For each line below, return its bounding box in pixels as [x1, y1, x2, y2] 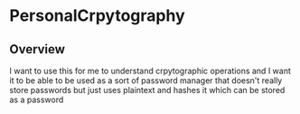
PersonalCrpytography [9, 5, 185, 26]
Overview [9, 42, 66, 57]
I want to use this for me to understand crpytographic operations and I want [9, 65, 291, 76]
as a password [9, 94, 64, 105]
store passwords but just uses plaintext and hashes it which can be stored [9, 85, 286, 95]
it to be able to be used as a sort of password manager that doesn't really [9, 75, 283, 86]
